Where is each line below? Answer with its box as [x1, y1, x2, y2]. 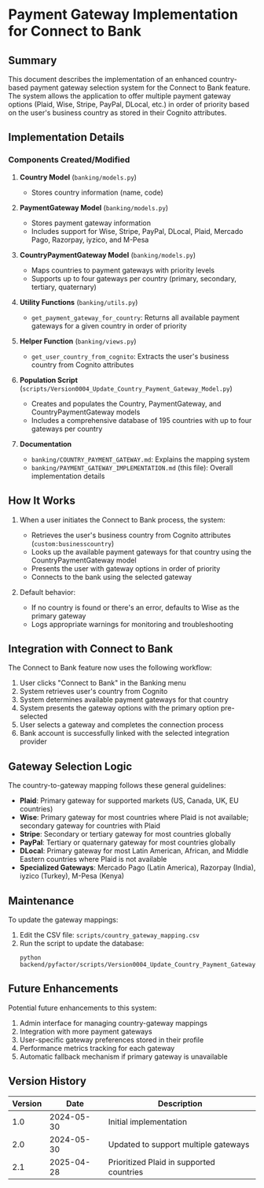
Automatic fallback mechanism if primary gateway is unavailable [19, 1052, 228, 1061]
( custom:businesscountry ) [31, 538, 115, 548]
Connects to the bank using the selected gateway [31, 572, 192, 581]
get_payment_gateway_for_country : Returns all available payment [31, 313, 240, 322]
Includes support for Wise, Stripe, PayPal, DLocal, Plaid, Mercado [31, 226, 244, 236]
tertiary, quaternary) [31, 282, 97, 291]
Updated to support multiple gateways [108, 1138, 250, 1149]
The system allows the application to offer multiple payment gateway [8, 91, 232, 100]
